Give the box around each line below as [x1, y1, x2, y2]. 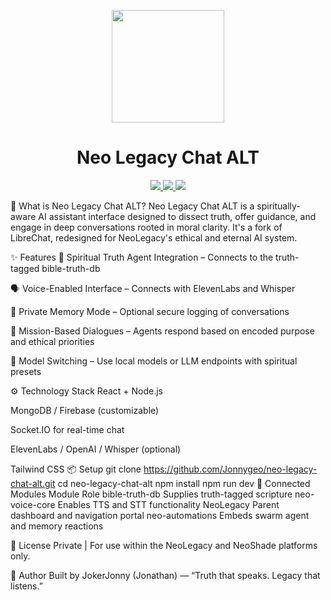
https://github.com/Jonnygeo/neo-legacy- [143, 463, 318, 475]
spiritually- [256, 200, 301, 212]
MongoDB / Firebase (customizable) [10, 404, 160, 416]
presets [10, 365, 42, 377]
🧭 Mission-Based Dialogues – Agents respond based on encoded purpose [10, 325, 315, 337]
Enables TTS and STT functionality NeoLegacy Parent [57, 498, 280, 510]
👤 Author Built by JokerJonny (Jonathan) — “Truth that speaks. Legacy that [10, 569, 321, 581]
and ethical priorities [10, 335, 95, 347]
